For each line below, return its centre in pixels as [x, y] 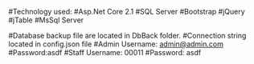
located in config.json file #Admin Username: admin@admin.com [116, 44]
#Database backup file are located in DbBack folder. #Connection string [127, 36]
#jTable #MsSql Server [46, 20]
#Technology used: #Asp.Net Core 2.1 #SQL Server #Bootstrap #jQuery [127, 12]
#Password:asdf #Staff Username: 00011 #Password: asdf [105, 52]
